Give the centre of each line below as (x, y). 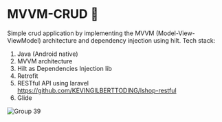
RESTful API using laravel (53, 83)
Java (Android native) (47, 54)
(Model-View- (176, 33)
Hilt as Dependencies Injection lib (64, 68)
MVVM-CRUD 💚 (53, 14)
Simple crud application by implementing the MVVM (81, 33)
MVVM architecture (45, 61)
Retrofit (27, 76)
